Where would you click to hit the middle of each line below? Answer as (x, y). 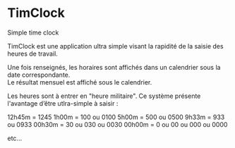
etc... (15, 138)
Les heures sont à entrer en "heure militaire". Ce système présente (104, 96)
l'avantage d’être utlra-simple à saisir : (63, 103)
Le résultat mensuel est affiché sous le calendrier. (80, 82)
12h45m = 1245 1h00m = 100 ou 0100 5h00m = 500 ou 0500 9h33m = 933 (116, 117)
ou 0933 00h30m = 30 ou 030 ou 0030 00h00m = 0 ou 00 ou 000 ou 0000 (117, 124)
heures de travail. (32, 54)
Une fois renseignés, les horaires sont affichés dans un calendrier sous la (114, 67)
